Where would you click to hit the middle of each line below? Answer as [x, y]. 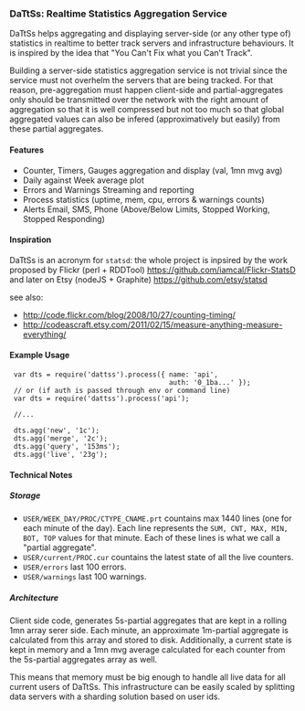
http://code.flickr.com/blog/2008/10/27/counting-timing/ [129, 314]
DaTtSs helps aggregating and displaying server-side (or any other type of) [150, 34]
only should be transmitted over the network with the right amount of [139, 100]
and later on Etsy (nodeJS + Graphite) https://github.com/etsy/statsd [138, 279]
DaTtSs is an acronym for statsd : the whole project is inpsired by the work [148, 260]
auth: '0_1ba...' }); [210, 382]
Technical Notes [41, 474]
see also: [26, 297]
